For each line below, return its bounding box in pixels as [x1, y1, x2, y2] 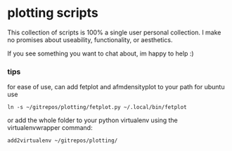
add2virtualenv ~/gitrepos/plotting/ [7, 137, 118, 145]
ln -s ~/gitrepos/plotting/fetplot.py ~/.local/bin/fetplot [7, 104, 188, 111]
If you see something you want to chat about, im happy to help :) [7, 49, 195, 58]
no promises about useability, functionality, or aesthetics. [7, 35, 173, 44]
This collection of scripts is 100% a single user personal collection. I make [7, 28, 221, 37]
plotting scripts [7, 5, 98, 21]
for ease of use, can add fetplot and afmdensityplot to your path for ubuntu [7, 83, 225, 91]
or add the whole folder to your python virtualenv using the [7, 116, 178, 124]
